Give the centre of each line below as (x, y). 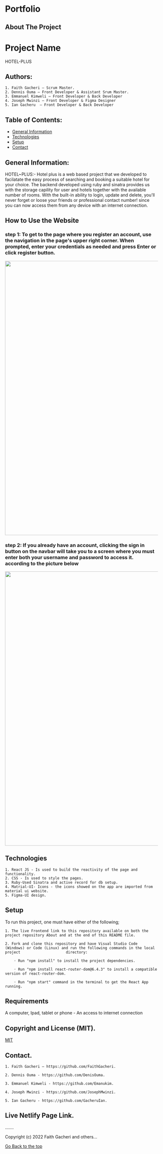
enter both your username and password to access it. (69, 557)
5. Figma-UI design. (26, 895)
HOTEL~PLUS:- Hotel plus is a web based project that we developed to (76, 174)
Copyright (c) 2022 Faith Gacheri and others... (51, 1136)
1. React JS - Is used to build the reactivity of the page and (71, 870)
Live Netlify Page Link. (40, 1116)
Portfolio (23, 9)
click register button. (30, 253)
